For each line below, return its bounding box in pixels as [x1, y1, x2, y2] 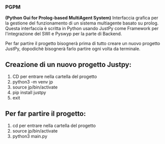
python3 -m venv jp [12, 79, 53, 85]
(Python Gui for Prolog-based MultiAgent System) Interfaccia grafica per [5, 15, 158, 21]
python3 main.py [12, 133, 47, 139]
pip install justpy [12, 89, 46, 95]
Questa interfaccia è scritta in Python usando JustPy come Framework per [5, 25, 159, 31]
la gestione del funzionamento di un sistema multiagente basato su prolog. [5, 20, 159, 26]
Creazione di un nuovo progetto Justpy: [5, 60, 131, 68]
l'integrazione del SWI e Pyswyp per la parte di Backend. [5, 31, 122, 37]
